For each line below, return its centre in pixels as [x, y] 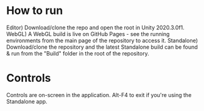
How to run [35, 11]
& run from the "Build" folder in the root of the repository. [78, 53]
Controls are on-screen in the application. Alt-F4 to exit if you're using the [99, 95]
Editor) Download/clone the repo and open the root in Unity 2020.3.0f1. [95, 27]
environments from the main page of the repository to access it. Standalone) [102, 40]
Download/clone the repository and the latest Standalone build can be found [102, 47]
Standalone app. [27, 101]
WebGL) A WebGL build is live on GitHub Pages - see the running [88, 34]
